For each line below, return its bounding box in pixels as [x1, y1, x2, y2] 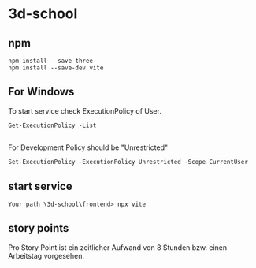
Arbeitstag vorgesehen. [8, 251, 85, 260]
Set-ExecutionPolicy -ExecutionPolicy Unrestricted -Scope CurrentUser [8, 158, 248, 166]
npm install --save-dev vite [8, 64, 104, 72]
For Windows [8, 85, 75, 99]
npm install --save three [8, 57, 93, 65]
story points [8, 221, 69, 235]
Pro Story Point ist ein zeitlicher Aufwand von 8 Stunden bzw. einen [8, 242, 228, 252]
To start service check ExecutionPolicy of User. [8, 106, 161, 115]
